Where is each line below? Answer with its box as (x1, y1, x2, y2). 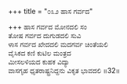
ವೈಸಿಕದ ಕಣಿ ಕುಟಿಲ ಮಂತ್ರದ (8, 48, 72, 58)
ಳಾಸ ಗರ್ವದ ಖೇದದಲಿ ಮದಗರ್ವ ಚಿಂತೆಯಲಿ (8, 40, 108, 49)
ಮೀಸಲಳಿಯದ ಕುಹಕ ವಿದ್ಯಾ (8, 58, 71, 66)
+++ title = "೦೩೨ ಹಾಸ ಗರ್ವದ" (8, 7, 93, 16)
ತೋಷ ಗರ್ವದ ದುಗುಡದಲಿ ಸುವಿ (8, 31, 82, 40)
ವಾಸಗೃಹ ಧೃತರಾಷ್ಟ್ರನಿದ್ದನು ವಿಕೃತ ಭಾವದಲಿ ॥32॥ (8, 66, 120, 75)
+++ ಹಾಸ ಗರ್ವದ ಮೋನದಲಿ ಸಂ (8, 23, 88, 31)
